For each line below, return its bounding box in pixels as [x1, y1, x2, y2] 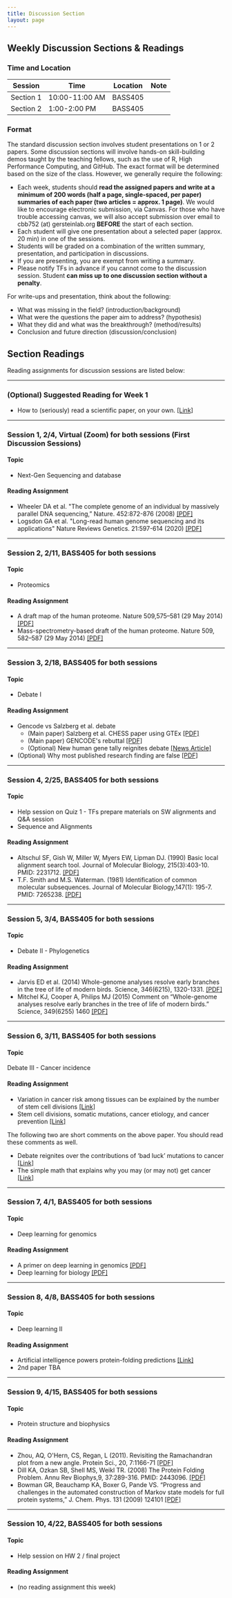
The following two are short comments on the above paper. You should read [7, 1130, 224, 1139]
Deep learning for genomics [17, 1229, 97, 1238]
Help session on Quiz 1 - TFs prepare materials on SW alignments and [17, 807, 216, 816]
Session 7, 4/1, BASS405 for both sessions [7, 1197, 153, 1206]
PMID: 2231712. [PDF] [17, 868, 79, 877]
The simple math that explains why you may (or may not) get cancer [17, 1166, 211, 1175]
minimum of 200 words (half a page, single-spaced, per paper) [17, 191, 202, 199]
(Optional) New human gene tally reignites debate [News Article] [27, 744, 212, 752]
